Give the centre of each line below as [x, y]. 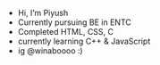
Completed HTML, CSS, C [66, 32]
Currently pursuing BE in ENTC [75, 22]
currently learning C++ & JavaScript [84, 41]
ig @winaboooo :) [50, 51]
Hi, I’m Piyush [43, 13]
